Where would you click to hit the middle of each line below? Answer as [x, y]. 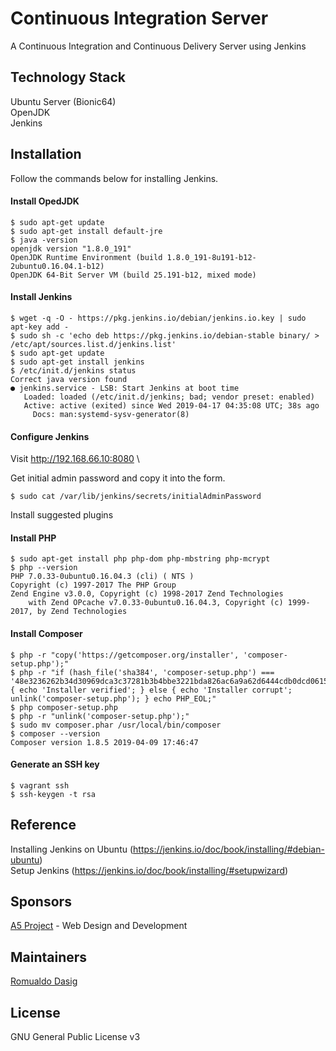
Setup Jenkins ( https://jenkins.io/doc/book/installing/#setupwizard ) [149, 870]
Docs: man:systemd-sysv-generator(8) [111, 414]
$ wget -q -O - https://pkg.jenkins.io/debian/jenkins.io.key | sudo [158, 318]
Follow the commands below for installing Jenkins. [114, 178]
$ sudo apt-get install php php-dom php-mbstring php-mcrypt [140, 559]
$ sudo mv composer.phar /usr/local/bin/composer [116, 725]
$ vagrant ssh [40, 785]
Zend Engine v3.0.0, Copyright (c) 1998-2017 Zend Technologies [147, 594]
